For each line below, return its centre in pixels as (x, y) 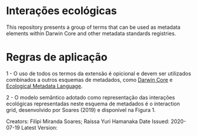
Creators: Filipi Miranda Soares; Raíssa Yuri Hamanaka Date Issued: (88, 121)
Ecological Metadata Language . (44, 86)
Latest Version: (39, 127)
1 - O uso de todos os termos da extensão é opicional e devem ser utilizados (98, 73)
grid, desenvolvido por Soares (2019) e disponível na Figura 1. (81, 110)
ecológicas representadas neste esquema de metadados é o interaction (93, 104)
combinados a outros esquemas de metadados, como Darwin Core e (89, 79)
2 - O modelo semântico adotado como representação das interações (91, 97)
